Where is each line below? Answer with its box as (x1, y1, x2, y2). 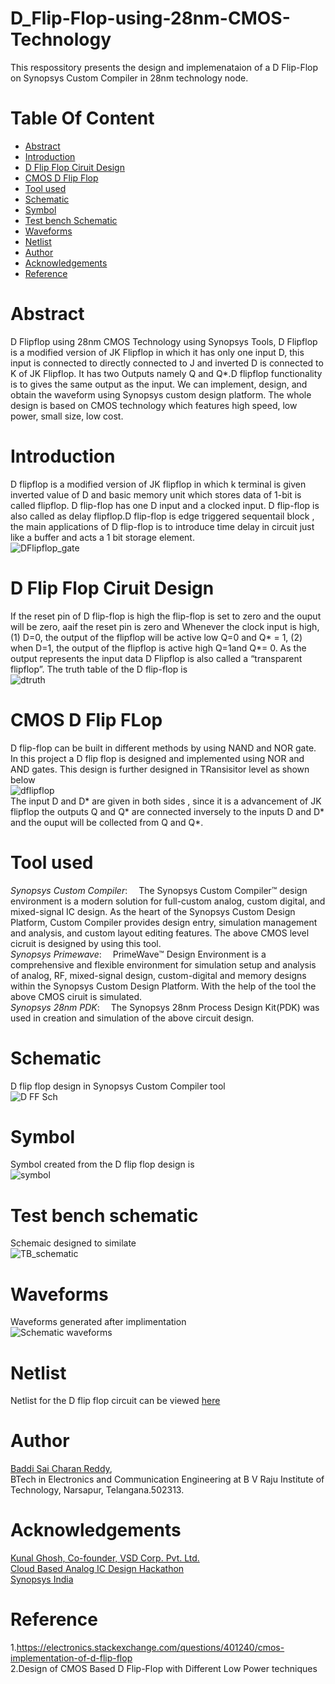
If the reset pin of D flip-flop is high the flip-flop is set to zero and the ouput (10, 610, 322, 622)
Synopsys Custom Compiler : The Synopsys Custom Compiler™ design (10, 884, 308, 896)
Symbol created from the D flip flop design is (10, 1158, 195, 1171)
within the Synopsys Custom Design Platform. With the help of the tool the (10, 980, 317, 992)
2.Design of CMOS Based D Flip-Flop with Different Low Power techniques (10, 1663, 318, 1675)
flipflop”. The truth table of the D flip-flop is (10, 663, 188, 675)
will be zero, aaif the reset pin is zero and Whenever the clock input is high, (10, 620, 320, 632)
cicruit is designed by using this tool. (10, 937, 162, 949)
